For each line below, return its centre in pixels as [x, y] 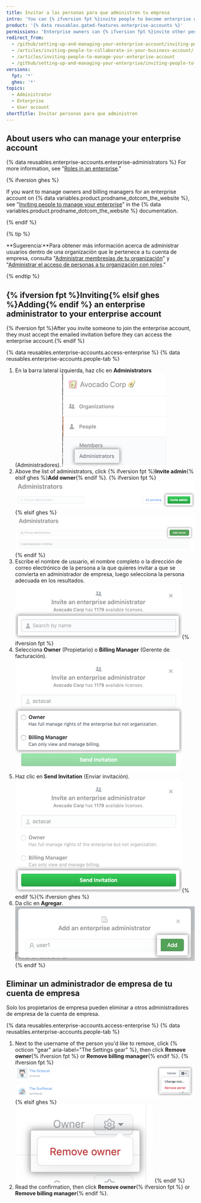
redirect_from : [25, 38]
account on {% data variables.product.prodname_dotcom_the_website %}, [98, 198]
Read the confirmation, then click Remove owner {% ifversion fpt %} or [102, 1187]
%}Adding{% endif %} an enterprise [76, 304]
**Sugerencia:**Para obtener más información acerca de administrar [93, 246]
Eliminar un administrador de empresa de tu [89, 984]
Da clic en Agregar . [39, 903]
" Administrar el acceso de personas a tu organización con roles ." [86, 265]
